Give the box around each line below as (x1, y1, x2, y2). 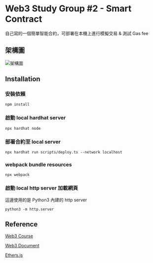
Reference (5, 220, 38, 228)
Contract (5, 13, 42, 25)
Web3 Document (5, 243, 39, 249)
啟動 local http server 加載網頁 (5, 185, 78, 191)
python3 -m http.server (5, 207, 54, 212)
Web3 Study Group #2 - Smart (5, 3, 132, 14)
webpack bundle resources (5, 161, 72, 168)
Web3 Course (5, 233, 34, 239)
